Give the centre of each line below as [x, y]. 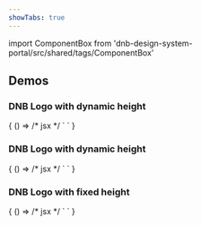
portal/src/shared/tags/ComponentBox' [81, 52]
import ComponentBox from [60, 43]
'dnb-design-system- [153, 43]
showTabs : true [37, 17]
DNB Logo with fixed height [69, 192]
